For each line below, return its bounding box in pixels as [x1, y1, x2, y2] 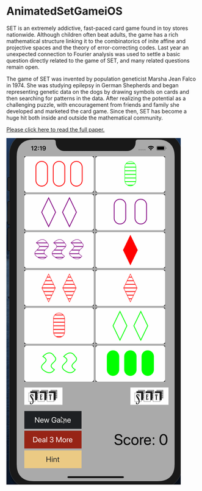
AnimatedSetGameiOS [6, 4, 123, 18]
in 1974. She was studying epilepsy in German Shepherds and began [6, 81, 179, 89]
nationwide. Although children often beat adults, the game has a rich [6, 30, 179, 38]
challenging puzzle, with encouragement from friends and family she [6, 101, 180, 108]
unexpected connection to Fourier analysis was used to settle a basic [6, 50, 181, 57]
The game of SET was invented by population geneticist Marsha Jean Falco [6, 75, 197, 82]
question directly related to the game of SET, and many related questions [6, 57, 190, 64]
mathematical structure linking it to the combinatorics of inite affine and [6, 37, 186, 45]
